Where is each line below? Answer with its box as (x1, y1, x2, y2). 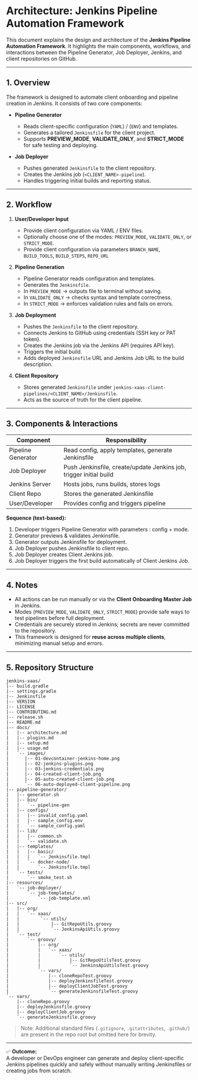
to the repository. (14, 627, 57, 634)
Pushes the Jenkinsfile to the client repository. (23, 323, 139, 330)
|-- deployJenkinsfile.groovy (16, 1004, 91, 1010)
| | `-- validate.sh (6, 838, 67, 844)
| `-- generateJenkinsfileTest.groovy (6, 988, 138, 994)
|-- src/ (6, 900, 28, 906)
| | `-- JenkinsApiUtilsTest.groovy (6, 962, 149, 968)
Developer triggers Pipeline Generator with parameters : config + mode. (14, 526, 190, 533)
